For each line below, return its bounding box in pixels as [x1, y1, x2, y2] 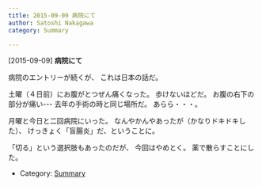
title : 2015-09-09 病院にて [8, 11, 97, 20]
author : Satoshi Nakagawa [8, 19, 93, 27]
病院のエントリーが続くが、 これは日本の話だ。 [8, 73, 163, 82]
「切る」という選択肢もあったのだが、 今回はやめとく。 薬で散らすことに [8, 143, 248, 153]
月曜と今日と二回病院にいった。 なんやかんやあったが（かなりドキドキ [8, 116, 239, 126]
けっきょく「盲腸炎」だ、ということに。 [27, 126, 160, 135]
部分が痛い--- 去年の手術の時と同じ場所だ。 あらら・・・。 [8, 100, 202, 109]
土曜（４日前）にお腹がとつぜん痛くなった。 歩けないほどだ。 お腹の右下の [8, 89, 255, 99]
